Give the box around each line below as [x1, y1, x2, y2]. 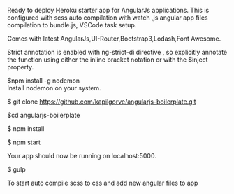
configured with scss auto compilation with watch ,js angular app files [7, 13, 208, 22]
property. [7, 63, 34, 71]
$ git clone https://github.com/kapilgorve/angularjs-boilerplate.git [7, 97, 197, 106]
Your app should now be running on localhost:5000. [7, 152, 157, 160]
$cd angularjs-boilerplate [7, 111, 80, 119]
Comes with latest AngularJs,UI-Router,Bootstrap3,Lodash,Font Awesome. [7, 34, 221, 43]
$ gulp [7, 165, 26, 174]
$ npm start [7, 138, 41, 146]
